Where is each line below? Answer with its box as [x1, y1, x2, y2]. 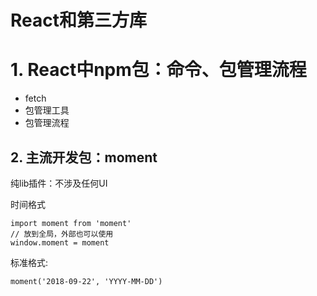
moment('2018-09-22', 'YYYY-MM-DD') [10, 276, 163, 286]
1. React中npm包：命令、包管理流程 [10, 59, 307, 81]
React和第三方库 [10, 9, 147, 32]
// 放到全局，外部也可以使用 [10, 229, 114, 239]
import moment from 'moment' [10, 218, 132, 228]
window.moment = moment [10, 237, 110, 248]
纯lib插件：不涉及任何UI [10, 177, 108, 189]
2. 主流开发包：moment [10, 149, 158, 166]
